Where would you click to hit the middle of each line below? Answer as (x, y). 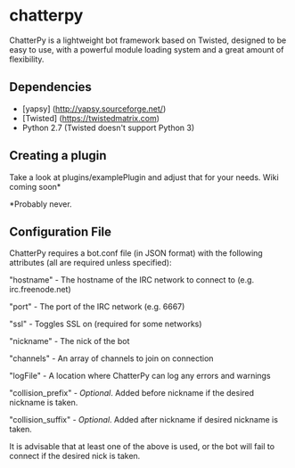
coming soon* (35, 186)
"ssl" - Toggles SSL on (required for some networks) (106, 324)
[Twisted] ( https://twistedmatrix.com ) (91, 118)
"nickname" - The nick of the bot (70, 341)
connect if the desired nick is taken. (75, 456)
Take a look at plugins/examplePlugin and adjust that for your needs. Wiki (144, 177)
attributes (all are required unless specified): (90, 263)
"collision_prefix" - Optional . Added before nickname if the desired (132, 393)
